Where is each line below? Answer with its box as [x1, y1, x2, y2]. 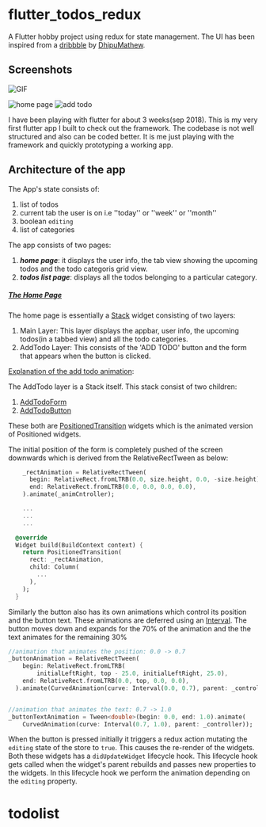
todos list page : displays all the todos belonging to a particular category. [19, 272, 257, 282]
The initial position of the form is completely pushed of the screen [8, 444, 223, 454]
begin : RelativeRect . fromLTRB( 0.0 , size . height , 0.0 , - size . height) [28, 475, 260, 484]
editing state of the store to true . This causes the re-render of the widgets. [8, 743, 255, 753]
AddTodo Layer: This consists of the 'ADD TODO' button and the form [19, 342, 247, 352]
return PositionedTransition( [22, 548, 123, 556]
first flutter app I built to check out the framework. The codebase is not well [8, 123, 255, 132]
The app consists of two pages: [8, 240, 112, 250]
